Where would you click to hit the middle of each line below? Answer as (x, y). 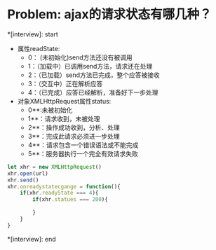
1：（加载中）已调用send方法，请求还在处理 (90, 66)
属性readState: (39, 48)
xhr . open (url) (28, 173)
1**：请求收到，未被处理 (64, 118)
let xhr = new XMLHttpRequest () (54, 167)
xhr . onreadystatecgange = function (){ (64, 186)
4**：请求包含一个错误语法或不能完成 (83, 145)
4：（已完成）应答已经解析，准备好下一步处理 (93, 92)
